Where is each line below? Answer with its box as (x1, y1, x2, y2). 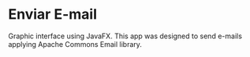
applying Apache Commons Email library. (8, 39, 142, 48)
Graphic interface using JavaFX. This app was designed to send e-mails (8, 31, 243, 41)
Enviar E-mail (8, 5, 97, 23)
